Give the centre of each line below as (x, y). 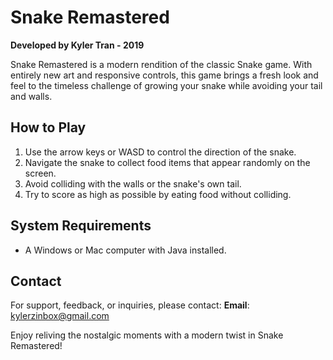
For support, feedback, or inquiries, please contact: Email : (130, 305)
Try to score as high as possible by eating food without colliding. (158, 194)
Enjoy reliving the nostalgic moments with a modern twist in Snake (147, 335)
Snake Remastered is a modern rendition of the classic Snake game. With (161, 64)
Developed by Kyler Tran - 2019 (77, 45)
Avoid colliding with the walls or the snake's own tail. (133, 183)
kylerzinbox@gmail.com (60, 316)
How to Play (48, 127)
